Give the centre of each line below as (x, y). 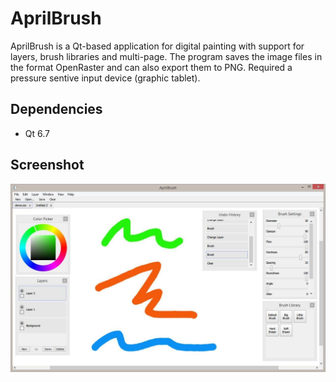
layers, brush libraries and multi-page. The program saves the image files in (166, 56)
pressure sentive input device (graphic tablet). (105, 78)
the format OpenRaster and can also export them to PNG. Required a (151, 67)
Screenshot (47, 165)
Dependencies (56, 109)
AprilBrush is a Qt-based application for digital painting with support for (157, 46)
